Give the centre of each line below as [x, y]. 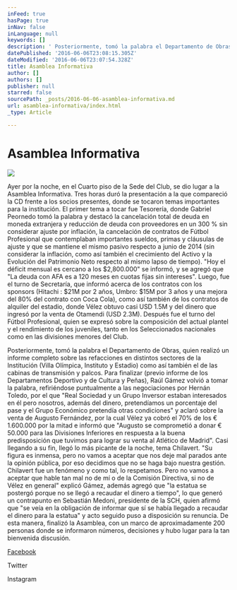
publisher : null [31, 86]
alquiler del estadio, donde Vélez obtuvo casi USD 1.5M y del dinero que [112, 306]
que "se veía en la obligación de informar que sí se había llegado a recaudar [118, 508]
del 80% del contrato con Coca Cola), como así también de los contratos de [118, 299]
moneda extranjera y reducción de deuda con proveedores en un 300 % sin [117, 224]
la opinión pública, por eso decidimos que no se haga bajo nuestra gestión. [116, 463]
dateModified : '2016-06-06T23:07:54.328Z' [71, 60]
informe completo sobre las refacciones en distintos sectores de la [104, 358]
